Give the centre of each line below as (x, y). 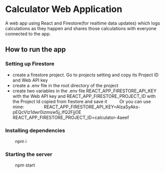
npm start (25, 165)
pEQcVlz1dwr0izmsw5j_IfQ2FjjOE (47, 112)
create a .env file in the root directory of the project (65, 85)
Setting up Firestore (30, 64)
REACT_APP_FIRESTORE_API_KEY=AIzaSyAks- (92, 107)
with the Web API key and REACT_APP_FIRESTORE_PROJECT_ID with (84, 96)
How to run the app (36, 49)
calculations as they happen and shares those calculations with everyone (81, 28)
